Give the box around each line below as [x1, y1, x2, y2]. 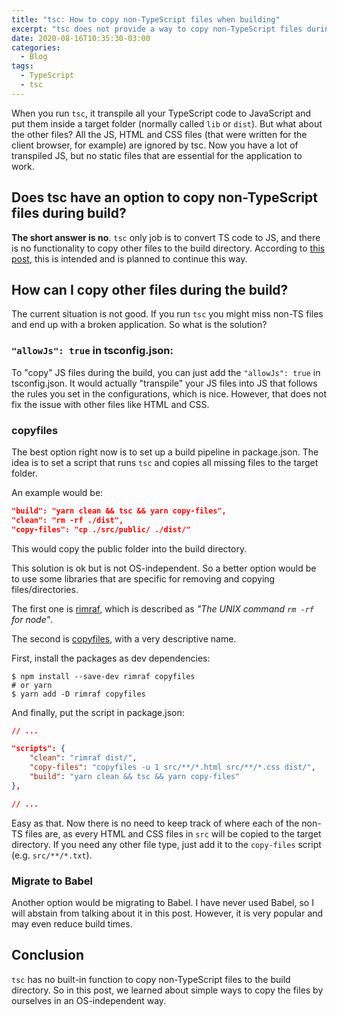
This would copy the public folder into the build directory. [11, 542, 248, 555]
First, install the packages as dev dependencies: [11, 652, 211, 664]
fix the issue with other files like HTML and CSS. [11, 398, 210, 410]
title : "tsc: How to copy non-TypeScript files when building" [11, 14, 281, 25]
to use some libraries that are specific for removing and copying [11, 572, 276, 585]
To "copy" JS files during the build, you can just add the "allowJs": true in [11, 366, 321, 378]
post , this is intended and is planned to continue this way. [11, 252, 248, 265]
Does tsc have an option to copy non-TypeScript [11, 189, 318, 206]
